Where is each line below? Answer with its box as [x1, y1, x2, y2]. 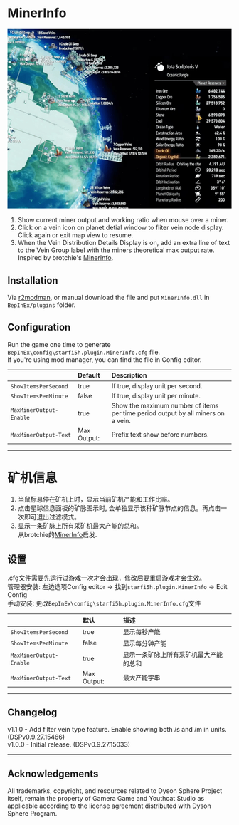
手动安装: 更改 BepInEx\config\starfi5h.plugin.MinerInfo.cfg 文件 [7, 598, 201, 607]
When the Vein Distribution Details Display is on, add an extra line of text [17, 239, 230, 247]
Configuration [7, 321, 71, 333]
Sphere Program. [7, 809, 58, 818]
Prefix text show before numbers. [111, 430, 209, 439]
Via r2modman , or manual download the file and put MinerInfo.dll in [7, 293, 210, 301]
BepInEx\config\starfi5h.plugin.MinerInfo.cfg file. [7, 348, 161, 356]
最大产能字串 [122, 673, 161, 682]
